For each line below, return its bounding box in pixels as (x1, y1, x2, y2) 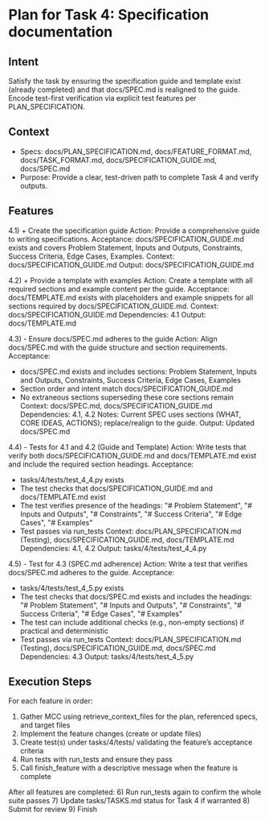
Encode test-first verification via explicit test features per (8, 93, 197, 102)
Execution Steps (8, 675, 92, 689)
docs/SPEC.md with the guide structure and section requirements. (8, 342, 227, 352)
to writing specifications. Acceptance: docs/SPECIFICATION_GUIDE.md (8, 234, 245, 243)
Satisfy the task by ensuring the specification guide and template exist (8, 77, 241, 85)
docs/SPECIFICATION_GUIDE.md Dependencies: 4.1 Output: (8, 309, 206, 319)
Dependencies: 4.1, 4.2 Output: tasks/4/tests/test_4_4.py (19, 543, 207, 553)
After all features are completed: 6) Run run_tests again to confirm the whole (8, 787, 262, 797)
